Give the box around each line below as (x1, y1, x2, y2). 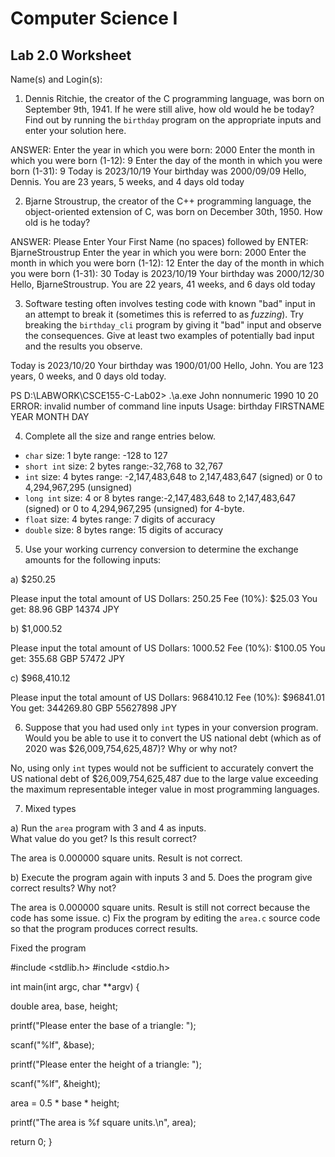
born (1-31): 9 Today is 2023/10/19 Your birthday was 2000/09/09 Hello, (10, 165, 307, 177)
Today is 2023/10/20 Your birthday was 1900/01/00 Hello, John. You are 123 (10, 360, 324, 371)
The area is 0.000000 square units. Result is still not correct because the (10, 902, 311, 913)
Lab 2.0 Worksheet (10, 47, 132, 64)
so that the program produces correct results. (10, 923, 199, 934)
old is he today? (24, 217, 91, 228)
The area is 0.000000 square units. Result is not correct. (10, 852, 243, 864)
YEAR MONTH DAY (10, 411, 90, 422)
